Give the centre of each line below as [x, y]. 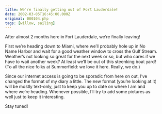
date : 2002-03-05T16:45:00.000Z [38, 14]
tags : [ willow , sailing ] [30, 23]
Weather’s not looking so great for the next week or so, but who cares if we [80, 57]
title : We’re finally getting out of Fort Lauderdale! [62, 9]
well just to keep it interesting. [35, 97]
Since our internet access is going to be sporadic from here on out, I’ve [76, 76]
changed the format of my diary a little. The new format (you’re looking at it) [81, 81]
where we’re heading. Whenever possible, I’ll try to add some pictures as [78, 92]
